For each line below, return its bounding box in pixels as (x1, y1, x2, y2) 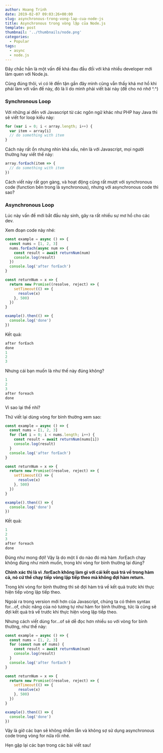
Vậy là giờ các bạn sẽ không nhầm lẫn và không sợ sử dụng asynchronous (5, 728, 155, 733)
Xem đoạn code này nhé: (5, 227, 56, 233)
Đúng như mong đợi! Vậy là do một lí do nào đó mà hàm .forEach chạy (5, 554, 146, 560)
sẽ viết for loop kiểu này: (5, 114, 55, 120)
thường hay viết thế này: (5, 152, 54, 157)
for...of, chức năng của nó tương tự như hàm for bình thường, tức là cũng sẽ (5, 603, 157, 609)
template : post (5, 25, 36, 30)
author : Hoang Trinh (5, 7, 47, 12)
